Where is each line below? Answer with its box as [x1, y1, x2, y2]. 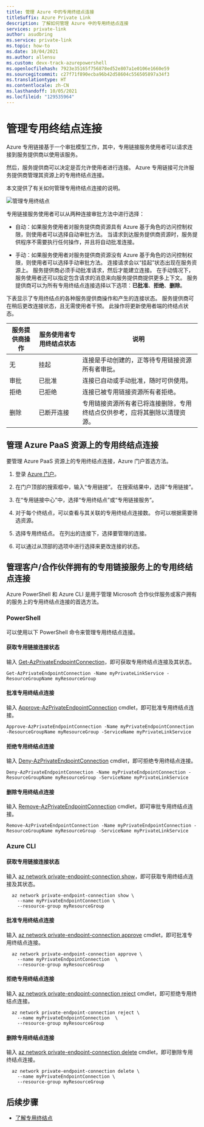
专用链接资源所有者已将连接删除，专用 [82, 399, 192, 408]
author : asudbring [6, 32, 53, 38]
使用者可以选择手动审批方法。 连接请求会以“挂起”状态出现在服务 [31, 259, 192, 266]
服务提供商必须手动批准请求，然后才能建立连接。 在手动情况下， [32, 266, 194, 274]
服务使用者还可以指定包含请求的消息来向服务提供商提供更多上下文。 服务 [15, 274, 198, 281]
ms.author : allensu [6, 54, 56, 60]
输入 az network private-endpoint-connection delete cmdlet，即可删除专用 [6, 1048, 193, 1056]
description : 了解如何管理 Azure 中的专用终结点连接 [6, 20, 129, 26]
